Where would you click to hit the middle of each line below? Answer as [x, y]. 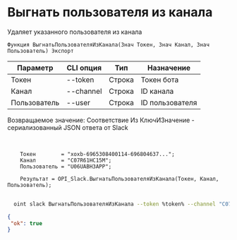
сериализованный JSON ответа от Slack [68, 127]
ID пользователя [169, 102]
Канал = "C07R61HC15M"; [66, 160]
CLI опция [84, 68]
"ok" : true [26, 223]
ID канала [157, 91]
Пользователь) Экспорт [41, 51]
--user [78, 102]
